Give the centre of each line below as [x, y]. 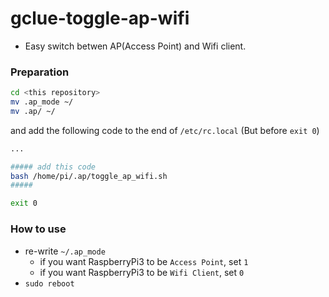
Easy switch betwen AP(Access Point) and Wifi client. [135, 46]
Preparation [40, 72]
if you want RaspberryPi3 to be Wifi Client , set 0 [142, 272]
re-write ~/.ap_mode [65, 251]
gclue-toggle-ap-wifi [100, 18]
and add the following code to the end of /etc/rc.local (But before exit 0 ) [165, 130]
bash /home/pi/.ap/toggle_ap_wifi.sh [89, 176]
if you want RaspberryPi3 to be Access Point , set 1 [144, 261]
